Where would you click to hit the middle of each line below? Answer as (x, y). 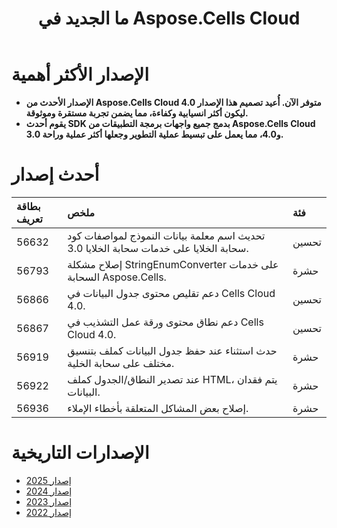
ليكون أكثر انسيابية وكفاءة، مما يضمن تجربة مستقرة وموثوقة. (137, 113)
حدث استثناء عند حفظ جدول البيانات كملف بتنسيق (172, 350)
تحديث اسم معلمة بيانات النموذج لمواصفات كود (166, 235)
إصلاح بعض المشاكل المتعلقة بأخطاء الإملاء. (158, 408)
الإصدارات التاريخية (80, 453)
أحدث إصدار (55, 174)
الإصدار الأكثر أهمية (80, 74)
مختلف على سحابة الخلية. (121, 363)
